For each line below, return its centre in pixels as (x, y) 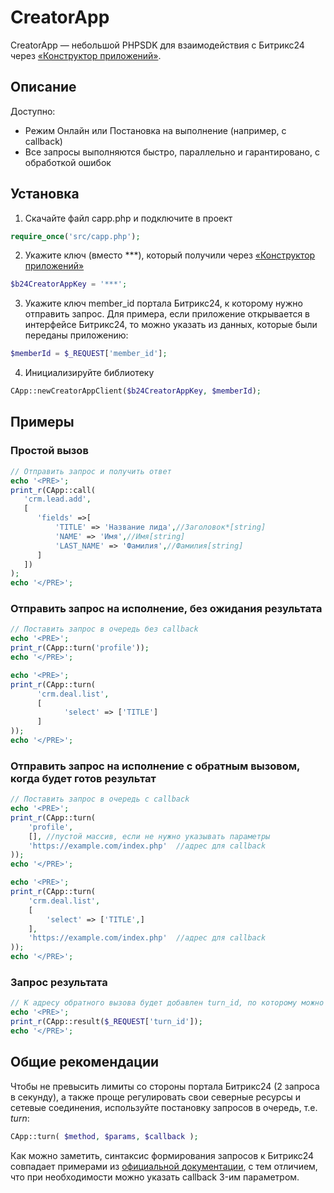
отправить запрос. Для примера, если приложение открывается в (167, 314)
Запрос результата (59, 983)
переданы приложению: (76, 335)
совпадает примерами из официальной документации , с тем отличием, (164, 1166)
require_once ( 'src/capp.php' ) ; (75, 236)
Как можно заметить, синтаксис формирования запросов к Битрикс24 (162, 1155)
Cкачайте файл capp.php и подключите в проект (128, 218)
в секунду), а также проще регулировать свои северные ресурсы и (155, 1097)
